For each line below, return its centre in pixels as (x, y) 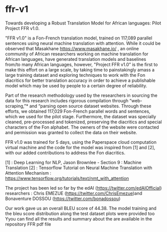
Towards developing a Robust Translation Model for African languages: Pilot (83, 23)
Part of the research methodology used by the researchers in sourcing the (82, 95)
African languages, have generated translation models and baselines (76, 59)
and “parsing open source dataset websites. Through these (90, 106)
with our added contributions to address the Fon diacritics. (65, 153)
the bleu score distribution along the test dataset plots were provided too (80, 214)
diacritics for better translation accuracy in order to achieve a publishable (80, 80)
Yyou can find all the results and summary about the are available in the (79, 219)
